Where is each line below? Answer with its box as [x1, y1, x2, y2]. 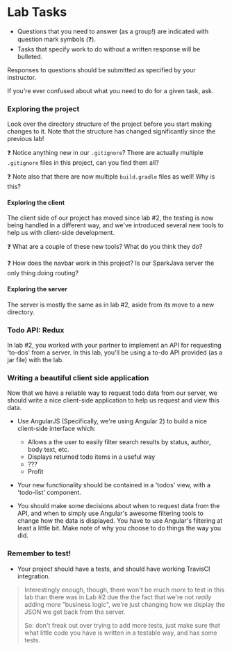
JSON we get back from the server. [24, 608, 126, 616]
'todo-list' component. [17, 488, 82, 497]
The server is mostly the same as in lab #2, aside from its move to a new [7, 300, 215, 309]
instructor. [7, 73, 37, 81]
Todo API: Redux [7, 325, 65, 334]
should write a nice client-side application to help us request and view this [7, 396, 220, 405]
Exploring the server [7, 285, 68, 293]
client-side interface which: [17, 425, 96, 433]
